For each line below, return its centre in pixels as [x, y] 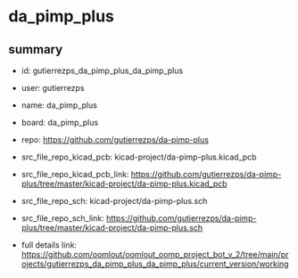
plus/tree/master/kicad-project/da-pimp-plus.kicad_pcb [124, 184]
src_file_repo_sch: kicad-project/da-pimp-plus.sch [114, 201]
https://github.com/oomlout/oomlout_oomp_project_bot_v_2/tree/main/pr [155, 254]
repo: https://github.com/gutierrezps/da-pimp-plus [115, 139]
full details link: [49, 245]
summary [36, 49]
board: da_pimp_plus [60, 123]
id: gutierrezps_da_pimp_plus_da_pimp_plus [102, 70]
